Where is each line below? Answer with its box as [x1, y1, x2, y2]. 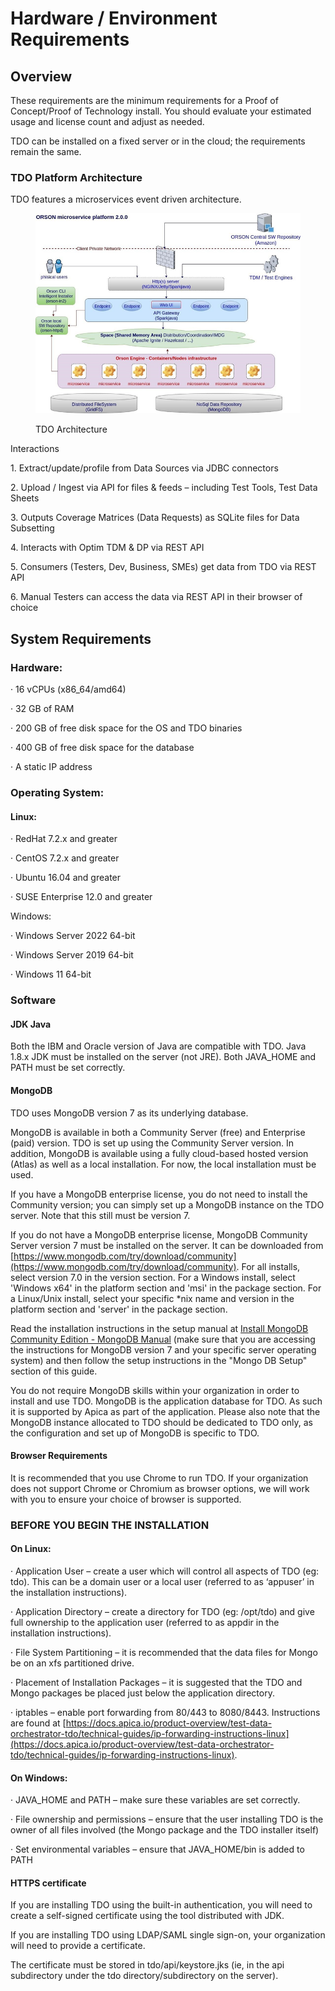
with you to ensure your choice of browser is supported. [10, 1493, 242, 1505]
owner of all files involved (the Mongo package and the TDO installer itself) [10, 1824, 320, 1836]
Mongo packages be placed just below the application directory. [10, 1687, 275, 1699]
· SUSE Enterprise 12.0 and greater [10, 891, 153, 903]
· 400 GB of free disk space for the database [10, 742, 195, 754]
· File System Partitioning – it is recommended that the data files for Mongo [10, 1646, 318, 1658]
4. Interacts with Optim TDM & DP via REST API [10, 542, 205, 554]
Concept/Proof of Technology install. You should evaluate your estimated [10, 105, 312, 117]
